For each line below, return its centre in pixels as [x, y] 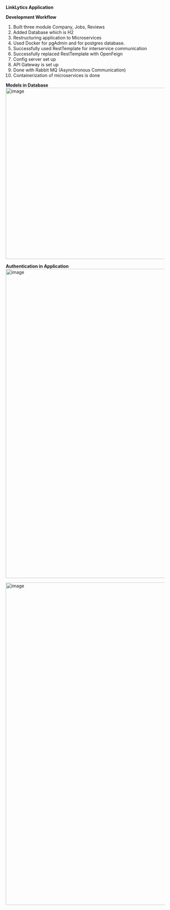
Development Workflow [31, 17]
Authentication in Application [37, 266]
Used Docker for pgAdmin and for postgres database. [69, 43]
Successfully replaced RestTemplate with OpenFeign [68, 54]
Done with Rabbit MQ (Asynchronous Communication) [69, 70]
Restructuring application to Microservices [57, 38]
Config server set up [34, 59]
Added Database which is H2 [43, 32]
